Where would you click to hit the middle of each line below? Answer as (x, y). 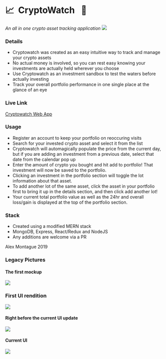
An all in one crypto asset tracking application (53, 28)
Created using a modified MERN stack (52, 226)
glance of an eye (30, 90)
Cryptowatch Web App (29, 114)
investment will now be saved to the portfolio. (59, 170)
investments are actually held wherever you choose (66, 69)
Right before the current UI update (42, 318)
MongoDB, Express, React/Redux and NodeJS (60, 232)
